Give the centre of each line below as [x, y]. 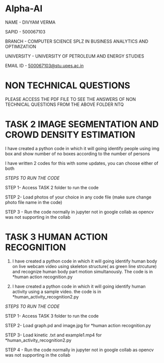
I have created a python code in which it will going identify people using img [82, 148]
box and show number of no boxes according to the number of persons [78, 154]
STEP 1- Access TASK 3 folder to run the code [52, 316]
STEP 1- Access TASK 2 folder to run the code [52, 187]
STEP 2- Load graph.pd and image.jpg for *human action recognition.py [78, 325]
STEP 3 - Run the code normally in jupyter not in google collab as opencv [80, 212]
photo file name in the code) [34, 202]
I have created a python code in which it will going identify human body [85, 261]
